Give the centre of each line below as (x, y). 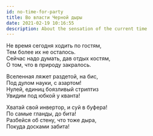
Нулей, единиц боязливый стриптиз (52, 89)
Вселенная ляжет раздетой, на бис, (52, 76)
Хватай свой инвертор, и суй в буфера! (57, 107)
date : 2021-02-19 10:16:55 (40, 23)
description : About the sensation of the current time (77, 29)
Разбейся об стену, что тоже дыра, (51, 120)
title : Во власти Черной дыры (44, 17)
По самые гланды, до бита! (41, 114)
